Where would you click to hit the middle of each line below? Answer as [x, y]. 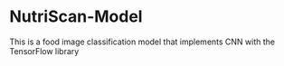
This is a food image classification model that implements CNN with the [142, 42]
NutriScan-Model [76, 17]
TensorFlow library [44, 51]
